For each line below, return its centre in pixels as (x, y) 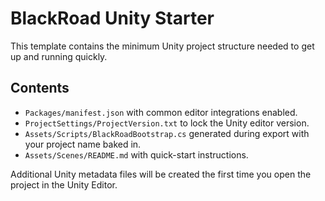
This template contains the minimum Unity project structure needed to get (162, 46)
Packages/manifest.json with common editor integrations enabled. (161, 112)
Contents (40, 88)
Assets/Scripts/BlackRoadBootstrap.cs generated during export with (167, 133)
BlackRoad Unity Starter (112, 18)
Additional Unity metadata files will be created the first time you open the (161, 174)
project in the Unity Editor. (64, 184)
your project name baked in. (83, 144)
